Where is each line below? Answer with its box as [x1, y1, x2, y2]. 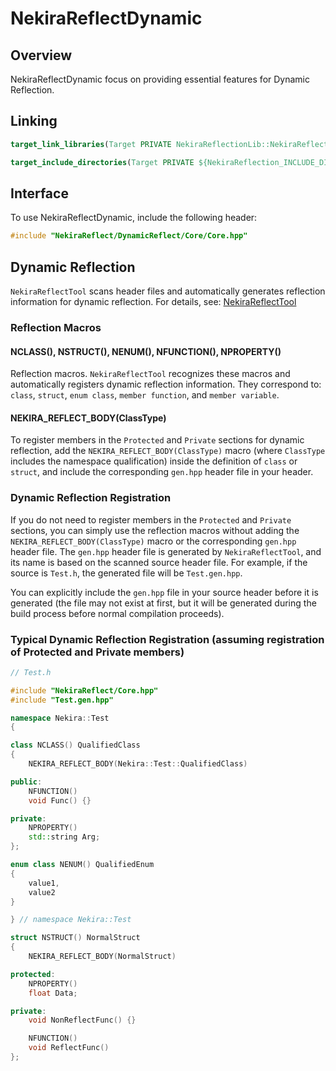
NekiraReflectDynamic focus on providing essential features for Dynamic [10, 73, 310, 85]
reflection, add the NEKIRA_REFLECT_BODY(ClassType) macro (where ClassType [10, 445, 326, 457]
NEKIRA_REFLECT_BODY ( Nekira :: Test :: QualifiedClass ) [28, 759, 248, 769]
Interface [10, 185, 69, 202]
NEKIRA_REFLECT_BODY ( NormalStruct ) [28, 952, 177, 962]
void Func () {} [28, 795, 92, 806]
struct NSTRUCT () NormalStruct [10, 933, 141, 943]
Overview [10, 47, 73, 64]
